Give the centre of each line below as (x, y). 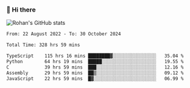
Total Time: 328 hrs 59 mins (43, 45)
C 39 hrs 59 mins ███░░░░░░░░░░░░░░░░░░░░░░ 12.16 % (95, 67)
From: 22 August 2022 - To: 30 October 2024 (64, 34)
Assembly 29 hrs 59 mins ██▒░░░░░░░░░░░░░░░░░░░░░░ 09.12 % (95, 73)
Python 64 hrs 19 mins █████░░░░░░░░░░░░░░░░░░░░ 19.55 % (95, 61)
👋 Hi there (21, 10)
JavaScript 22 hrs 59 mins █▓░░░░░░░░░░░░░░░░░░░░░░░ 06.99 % (95, 78)
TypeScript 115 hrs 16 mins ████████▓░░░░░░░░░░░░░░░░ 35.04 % (95, 56)
